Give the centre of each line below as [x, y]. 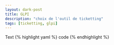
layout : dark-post [24, 10]
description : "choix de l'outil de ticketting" [54, 19]
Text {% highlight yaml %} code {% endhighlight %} [57, 37]
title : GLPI [17, 14]
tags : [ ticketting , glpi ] [31, 23]
